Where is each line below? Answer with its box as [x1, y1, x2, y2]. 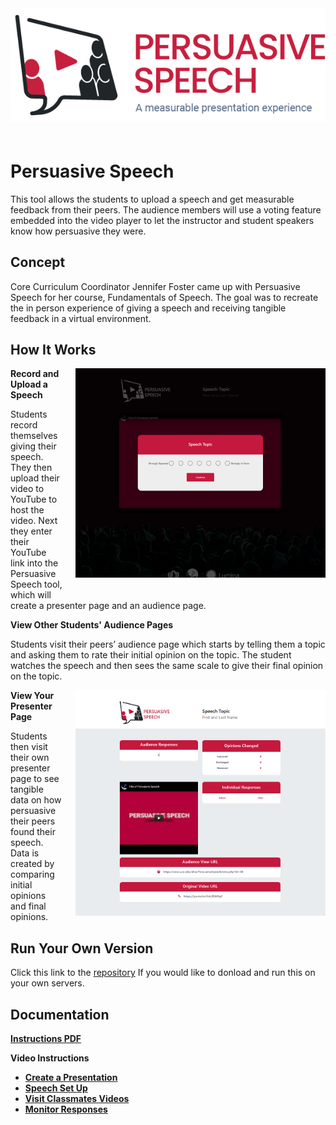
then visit [10, 741, 48, 753]
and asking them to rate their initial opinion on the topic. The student [10, 649, 292, 661]
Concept [10, 254, 66, 271]
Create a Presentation [24, 1072, 118, 1084]
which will [10, 589, 52, 601]
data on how [10, 794, 62, 806]
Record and [10, 368, 60, 380]
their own [10, 752, 50, 764]
